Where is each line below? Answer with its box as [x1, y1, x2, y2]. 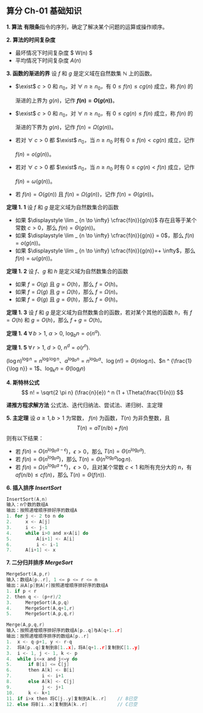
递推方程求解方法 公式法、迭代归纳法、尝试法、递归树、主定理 [6, 401, 163, 409]
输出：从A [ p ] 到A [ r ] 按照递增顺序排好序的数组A [6, 582, 109, 589]
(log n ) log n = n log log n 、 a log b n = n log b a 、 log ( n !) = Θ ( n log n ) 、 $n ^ [6, 356, 169, 364]
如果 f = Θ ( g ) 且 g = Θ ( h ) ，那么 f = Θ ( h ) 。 [15, 296, 121, 303]
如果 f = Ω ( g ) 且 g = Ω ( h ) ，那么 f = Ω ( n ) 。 [15, 288, 121, 295]
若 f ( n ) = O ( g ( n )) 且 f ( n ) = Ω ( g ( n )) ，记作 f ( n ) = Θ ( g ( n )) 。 [15, 191, 157, 198]
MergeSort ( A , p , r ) [6, 571, 51, 578]
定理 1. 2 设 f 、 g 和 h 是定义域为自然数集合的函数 [6, 268, 129, 274]
